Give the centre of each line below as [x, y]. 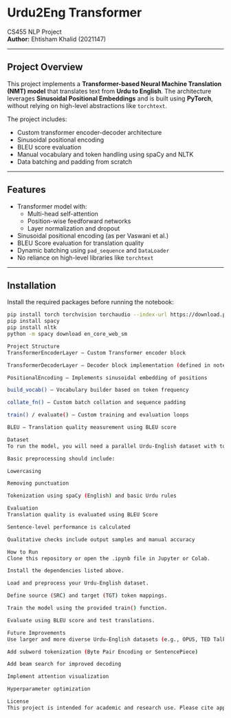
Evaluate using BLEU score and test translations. [81, 620]
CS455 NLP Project [34, 32]
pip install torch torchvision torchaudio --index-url [87, 315]
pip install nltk [32, 328]
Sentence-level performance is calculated [69, 527]
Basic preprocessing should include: [61, 458]
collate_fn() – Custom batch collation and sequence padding [97, 403]
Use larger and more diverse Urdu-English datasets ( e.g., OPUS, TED [109, 639]
